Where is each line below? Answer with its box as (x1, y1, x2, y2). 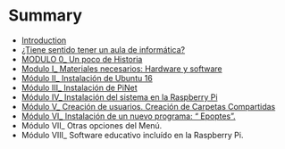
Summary (8, 5, 82, 26)
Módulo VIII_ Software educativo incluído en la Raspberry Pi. (21, 129, 244, 140)
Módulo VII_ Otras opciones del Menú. (21, 120, 163, 130)
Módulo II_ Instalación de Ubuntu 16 (21, 72, 153, 83)
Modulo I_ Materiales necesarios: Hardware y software (21, 63, 222, 74)
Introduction (21, 35, 67, 46)
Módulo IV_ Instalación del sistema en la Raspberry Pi (21, 91, 218, 103)
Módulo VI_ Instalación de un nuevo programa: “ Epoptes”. (21, 111, 236, 121)
